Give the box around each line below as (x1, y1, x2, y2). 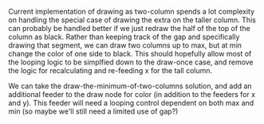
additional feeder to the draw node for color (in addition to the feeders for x (8, 90, 256, 99)
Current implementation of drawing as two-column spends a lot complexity (8, 7, 255, 16)
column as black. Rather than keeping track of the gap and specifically (8, 32, 240, 41)
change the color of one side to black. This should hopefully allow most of (8, 49, 252, 58)
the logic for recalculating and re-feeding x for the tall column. (8, 66, 213, 75)
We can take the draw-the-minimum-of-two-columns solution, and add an (8, 81, 253, 91)
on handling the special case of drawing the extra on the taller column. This (8, 15, 257, 25)
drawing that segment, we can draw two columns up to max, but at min (8, 41, 242, 50)
